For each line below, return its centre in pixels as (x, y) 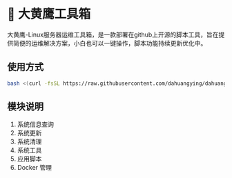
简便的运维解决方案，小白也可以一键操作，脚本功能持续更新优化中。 (110, 43)
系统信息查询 (35, 124)
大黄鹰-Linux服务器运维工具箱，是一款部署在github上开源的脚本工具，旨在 (113, 34)
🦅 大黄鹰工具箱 (49, 14)
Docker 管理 (35, 168)
